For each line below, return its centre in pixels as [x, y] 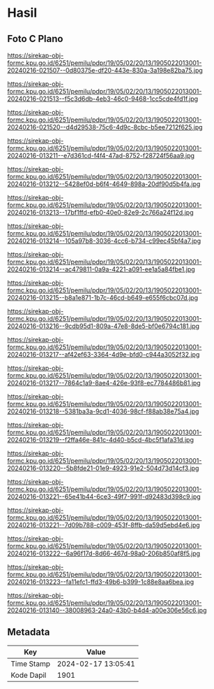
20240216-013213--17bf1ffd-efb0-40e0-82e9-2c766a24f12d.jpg [100, 212]
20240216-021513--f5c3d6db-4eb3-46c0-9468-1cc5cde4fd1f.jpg [103, 99]
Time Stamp [31, 664]
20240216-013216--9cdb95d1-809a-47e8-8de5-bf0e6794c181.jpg [104, 326]
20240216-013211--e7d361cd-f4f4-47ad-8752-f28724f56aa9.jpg [101, 156]
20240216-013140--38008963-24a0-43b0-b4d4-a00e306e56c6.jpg [107, 610]
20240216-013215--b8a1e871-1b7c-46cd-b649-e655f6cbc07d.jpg [103, 298]
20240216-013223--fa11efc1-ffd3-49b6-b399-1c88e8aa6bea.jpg [101, 582]
